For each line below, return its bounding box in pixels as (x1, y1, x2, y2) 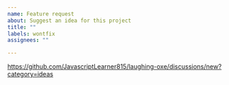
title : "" (7, 23, 37, 30)
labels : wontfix (7, 30, 55, 38)
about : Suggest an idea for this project (7, 17, 132, 24)
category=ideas (7, 70, 54, 79)
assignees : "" (7, 37, 50, 44)
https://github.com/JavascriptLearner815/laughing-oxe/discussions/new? (7, 62, 222, 71)
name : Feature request (7, 10, 74, 18)
